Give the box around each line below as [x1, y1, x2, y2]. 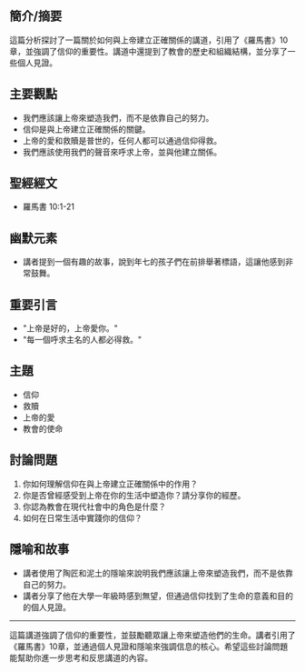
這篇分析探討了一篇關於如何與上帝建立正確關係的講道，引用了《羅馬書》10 [9, 35, 289, 45]
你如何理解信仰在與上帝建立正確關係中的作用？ [22, 478, 198, 489]
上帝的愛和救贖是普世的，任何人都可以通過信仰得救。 [22, 135, 222, 145]
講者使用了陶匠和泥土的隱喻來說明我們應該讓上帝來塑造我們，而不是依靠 [22, 567, 293, 578]
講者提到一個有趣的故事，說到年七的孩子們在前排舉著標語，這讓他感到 [22, 256, 286, 267]
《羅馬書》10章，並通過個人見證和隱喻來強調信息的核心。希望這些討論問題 [9, 640, 289, 652]
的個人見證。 [22, 601, 71, 612]
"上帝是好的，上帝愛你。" [22, 323, 118, 334]
